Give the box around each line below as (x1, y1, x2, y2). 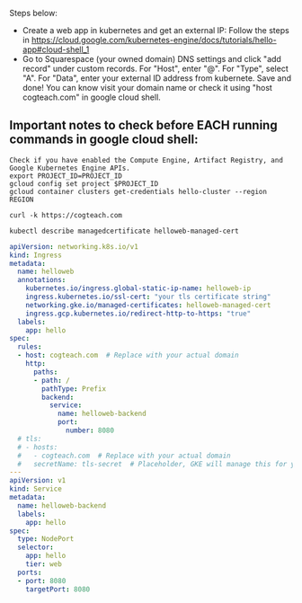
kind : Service (9, 484, 63, 493)
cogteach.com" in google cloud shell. (22, 92, 162, 102)
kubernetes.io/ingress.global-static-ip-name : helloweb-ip (25, 284, 252, 293)
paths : (32, 368, 58, 377)
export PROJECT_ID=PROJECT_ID (9, 171, 123, 181)
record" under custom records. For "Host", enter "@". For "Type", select (22, 63, 289, 74)
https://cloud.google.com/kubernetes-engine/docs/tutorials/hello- (31, 35, 277, 45)
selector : (17, 543, 54, 552)
